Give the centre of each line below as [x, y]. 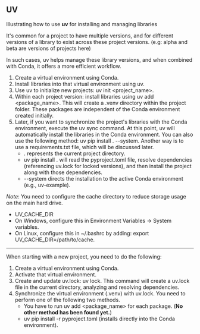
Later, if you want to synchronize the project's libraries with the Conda [101, 122]
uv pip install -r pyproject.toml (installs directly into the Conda [99, 319]
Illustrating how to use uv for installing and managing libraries [82, 24]
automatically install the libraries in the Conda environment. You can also [104, 134]
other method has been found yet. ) [68, 312]
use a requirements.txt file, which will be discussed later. [84, 147]
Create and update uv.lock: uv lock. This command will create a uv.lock [102, 281]
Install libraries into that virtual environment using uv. [79, 84]
